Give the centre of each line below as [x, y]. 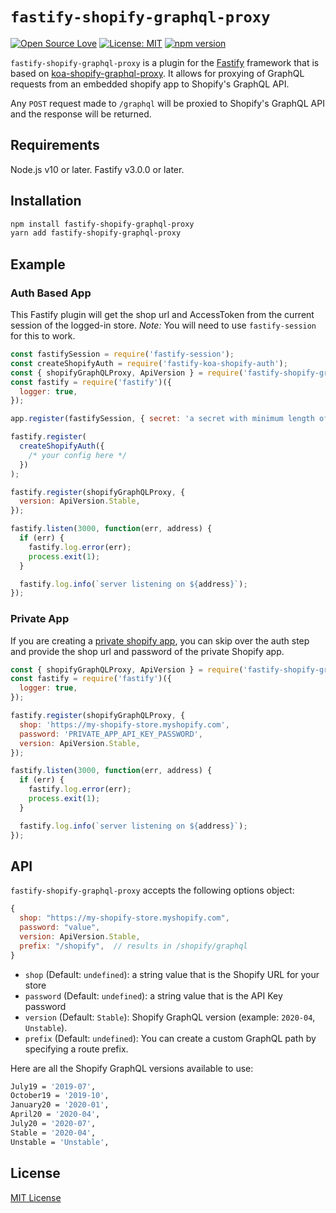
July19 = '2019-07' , [53, 1086]
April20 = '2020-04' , [55, 1114]
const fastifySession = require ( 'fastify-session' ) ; [122, 354]
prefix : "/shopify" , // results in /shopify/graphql [133, 946]
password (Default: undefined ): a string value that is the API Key [153, 995]
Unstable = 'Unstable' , [60, 1142]
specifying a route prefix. [76, 1049]
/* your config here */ [78, 455]
